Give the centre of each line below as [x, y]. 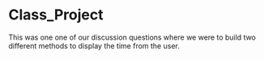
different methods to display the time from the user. [94, 45]
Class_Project [56, 15]
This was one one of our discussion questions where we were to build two [132, 37]
